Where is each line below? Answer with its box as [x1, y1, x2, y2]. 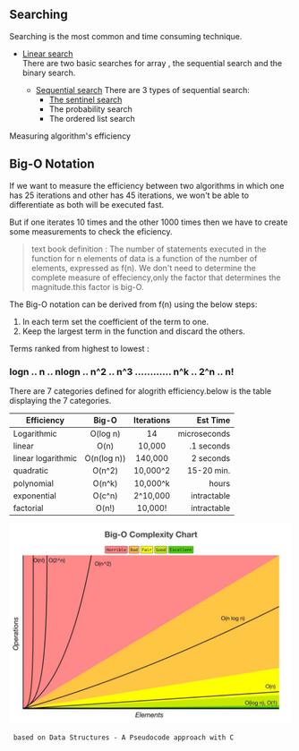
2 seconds [191, 453, 231, 464]
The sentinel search [48, 94, 123, 105]
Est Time [196, 415, 231, 426]
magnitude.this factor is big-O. [30, 281, 145, 292]
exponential [13, 490, 56, 500]
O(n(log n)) [84, 453, 127, 464]
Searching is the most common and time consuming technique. [9, 30, 243, 41]
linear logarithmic [13, 453, 78, 464]
